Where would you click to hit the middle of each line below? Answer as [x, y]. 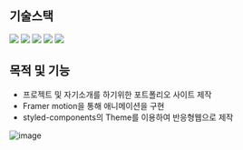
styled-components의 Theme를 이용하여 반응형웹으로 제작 [128, 117]
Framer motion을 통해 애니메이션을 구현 [93, 105]
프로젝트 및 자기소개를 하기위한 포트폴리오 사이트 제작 [117, 95]
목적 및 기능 [40, 71]
